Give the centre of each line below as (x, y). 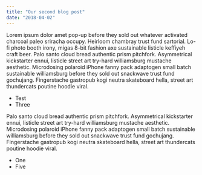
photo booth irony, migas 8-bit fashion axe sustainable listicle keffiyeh (98, 48)
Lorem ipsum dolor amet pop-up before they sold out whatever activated (97, 35)
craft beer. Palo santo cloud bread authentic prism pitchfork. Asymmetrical (99, 54)
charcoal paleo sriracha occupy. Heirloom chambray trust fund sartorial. (96, 41)
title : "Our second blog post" (46, 12)
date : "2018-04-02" (31, 18)
